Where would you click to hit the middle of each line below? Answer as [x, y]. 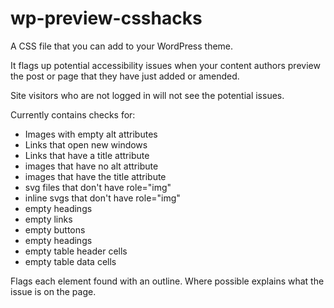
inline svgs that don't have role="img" [102, 198]
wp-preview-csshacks [106, 18]
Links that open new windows [86, 144]
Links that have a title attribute [87, 155]
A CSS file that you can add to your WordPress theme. [122, 46]
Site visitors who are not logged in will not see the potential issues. [147, 95]
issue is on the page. [53, 291]
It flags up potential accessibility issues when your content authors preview [165, 65]
